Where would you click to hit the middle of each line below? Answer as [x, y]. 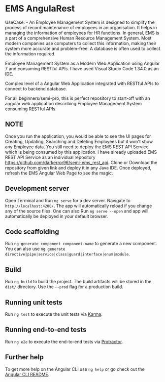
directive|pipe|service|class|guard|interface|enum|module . [67, 254]
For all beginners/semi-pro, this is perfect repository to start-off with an [78, 98]
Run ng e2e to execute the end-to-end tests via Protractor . [64, 341]
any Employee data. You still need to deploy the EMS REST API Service [77, 147]
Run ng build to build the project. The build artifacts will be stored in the [78, 282]
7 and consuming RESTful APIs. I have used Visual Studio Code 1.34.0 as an [82, 68]
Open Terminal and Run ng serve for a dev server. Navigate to [68, 200]
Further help [25, 357]
